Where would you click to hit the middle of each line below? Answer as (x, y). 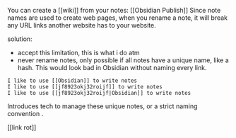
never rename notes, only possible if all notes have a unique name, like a (123, 60)
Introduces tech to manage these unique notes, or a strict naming (102, 106)
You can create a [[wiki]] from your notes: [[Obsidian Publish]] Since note (114, 10)
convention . (25, 114)
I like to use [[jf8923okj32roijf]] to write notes (85, 87)
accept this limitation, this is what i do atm (78, 53)
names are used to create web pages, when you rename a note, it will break (118, 18)
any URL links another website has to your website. (82, 25)
